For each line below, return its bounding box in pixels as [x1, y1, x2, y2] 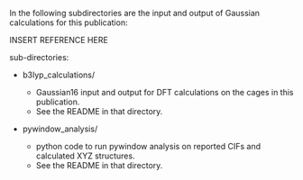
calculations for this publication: [9, 17, 128, 28]
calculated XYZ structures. [35, 150, 135, 161]
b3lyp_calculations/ [22, 69, 96, 80]
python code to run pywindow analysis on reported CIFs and [35, 141, 262, 151]
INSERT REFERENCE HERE [9, 35, 108, 45]
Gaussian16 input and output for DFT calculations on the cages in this [35, 87, 295, 97]
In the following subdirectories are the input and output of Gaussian [9, 8, 260, 18]
